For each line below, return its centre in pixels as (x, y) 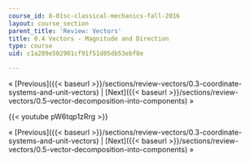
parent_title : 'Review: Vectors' (65, 31)
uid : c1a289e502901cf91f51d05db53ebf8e (76, 53)
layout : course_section (49, 23)
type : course (31, 46)
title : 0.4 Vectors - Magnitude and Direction (89, 38)
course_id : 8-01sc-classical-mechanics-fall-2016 (94, 16)
